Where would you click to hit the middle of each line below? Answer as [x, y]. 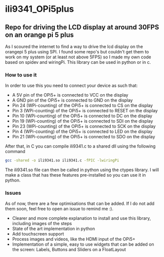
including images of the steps [42, 224]
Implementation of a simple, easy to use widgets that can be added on [83, 244]
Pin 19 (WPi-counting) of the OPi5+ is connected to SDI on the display [82, 121]
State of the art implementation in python [54, 229]
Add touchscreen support [38, 234]
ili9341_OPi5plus [40, 9]
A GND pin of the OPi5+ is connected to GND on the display [72, 100]
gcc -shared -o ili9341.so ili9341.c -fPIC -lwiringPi [62, 160]
